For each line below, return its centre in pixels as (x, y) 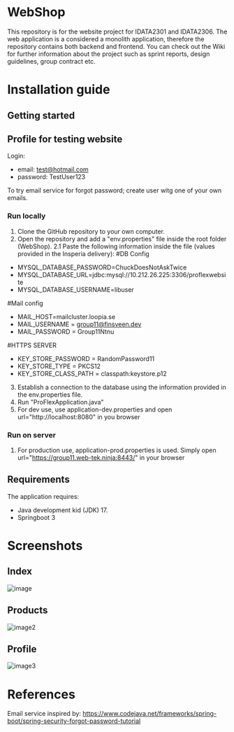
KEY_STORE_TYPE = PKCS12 (59, 366)
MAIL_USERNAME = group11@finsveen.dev (79, 324)
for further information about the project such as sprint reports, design (109, 54)
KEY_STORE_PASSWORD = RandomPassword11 (86, 358)
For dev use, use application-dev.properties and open (95, 409)
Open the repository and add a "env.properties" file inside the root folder (122, 239)
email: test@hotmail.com (53, 169)
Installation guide (59, 90)
